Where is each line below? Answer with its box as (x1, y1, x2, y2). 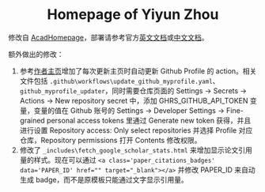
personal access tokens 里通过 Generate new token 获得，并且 (46, 115, 252, 125)
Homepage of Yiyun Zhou (47, 6, 219, 24)
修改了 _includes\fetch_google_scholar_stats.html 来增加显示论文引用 (19, 145, 253, 155)
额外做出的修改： (8, 49, 64, 58)
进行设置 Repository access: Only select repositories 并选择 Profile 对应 (19, 125, 253, 135)
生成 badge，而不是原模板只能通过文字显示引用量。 (19, 175, 188, 184)
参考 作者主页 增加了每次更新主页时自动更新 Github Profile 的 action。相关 (19, 66, 257, 76)
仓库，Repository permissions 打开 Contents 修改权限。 (19, 135, 202, 145)
